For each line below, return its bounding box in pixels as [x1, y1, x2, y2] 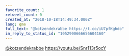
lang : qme [5, 21, 27, 27]
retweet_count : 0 [5, 12, 42, 17]
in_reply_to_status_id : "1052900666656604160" [5, 31, 106, 36]
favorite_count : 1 [5, 7, 44, 13]
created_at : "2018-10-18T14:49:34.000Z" [5, 17, 93, 22]
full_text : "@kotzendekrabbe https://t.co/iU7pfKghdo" [5, 26, 124, 32]
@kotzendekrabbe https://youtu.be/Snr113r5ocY [5, 45, 106, 51]
